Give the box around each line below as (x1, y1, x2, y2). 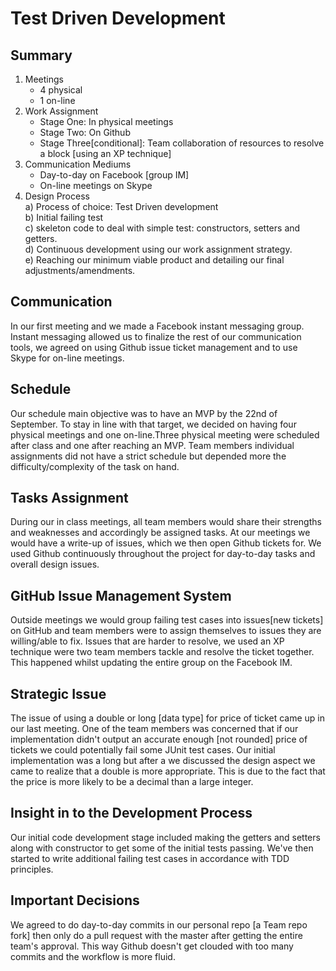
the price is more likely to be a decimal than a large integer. (10, 776, 254, 788)
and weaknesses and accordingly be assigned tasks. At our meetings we (10, 527, 311, 539)
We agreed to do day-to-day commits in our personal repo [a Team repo (10, 918, 308, 931)
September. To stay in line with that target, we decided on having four (10, 418, 297, 430)
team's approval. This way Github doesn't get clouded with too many (10, 940, 294, 952)
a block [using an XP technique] (39, 148, 172, 159)
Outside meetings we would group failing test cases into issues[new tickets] (10, 614, 324, 626)
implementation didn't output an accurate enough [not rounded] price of (10, 733, 308, 746)
